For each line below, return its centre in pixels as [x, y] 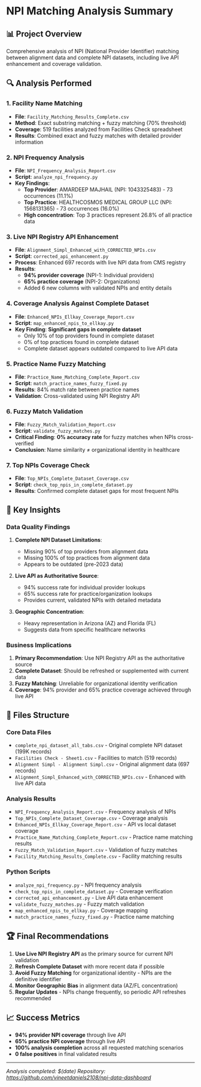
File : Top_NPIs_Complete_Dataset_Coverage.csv [72, 478]
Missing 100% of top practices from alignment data [87, 558]
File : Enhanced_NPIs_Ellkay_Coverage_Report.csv [74, 316]
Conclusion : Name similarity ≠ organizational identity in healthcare [97, 450]
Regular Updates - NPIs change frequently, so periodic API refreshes [100, 992]
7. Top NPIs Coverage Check [48, 465]
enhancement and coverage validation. [54, 64]
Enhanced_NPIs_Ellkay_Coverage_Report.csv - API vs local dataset [95, 824]
